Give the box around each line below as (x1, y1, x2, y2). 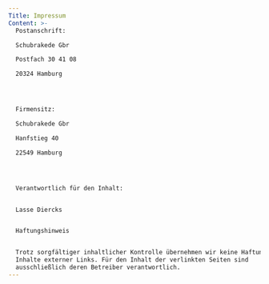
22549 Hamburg (15, 149, 62, 157)
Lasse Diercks (15, 206, 62, 214)
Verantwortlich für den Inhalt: (15, 184, 124, 192)
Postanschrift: (15, 26, 66, 34)
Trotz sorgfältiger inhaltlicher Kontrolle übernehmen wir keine (15, 249, 239, 257)
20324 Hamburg (15, 70, 62, 78)
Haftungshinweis (15, 227, 70, 235)
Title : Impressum (8, 11, 66, 20)
